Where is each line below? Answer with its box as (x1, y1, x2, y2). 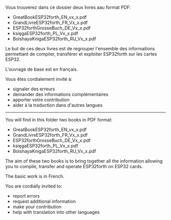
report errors (12, 193, 40, 199)
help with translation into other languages (12, 209, 100, 215)
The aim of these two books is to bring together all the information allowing (5, 158, 163, 164)
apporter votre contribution (12, 97, 70, 103)
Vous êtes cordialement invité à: (5, 76, 73, 82)
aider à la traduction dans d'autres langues (12, 102, 103, 108)
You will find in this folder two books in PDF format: (5, 117, 113, 122)
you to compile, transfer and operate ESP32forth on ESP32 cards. (5, 164, 144, 169)
